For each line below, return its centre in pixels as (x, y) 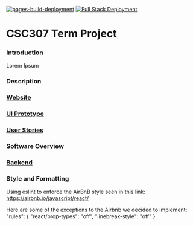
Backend (20, 163)
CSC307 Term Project (62, 34)
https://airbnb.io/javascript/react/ (48, 198)
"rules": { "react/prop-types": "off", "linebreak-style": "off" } (81, 216)
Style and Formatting (38, 178)
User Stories (25, 130)
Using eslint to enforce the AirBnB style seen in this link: (76, 192)
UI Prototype (25, 114)
